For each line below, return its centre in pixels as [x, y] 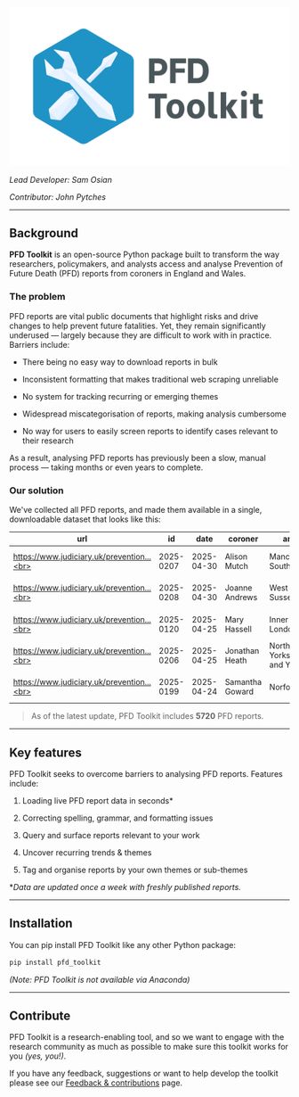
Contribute [40, 1016]
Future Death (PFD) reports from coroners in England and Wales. [128, 274]
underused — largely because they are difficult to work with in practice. [141, 335]
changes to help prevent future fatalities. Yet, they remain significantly [138, 326]
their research [48, 441]
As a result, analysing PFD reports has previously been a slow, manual [138, 458]
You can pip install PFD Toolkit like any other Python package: [122, 944]
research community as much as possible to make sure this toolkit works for [149, 1047]
